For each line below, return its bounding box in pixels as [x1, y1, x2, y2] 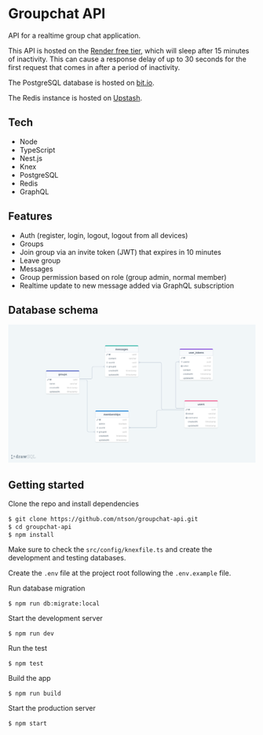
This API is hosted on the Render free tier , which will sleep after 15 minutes [8, 46, 250, 55]
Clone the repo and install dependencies [8, 499, 140, 509]
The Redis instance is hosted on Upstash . [8, 93, 143, 102]
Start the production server [8, 704, 96, 713]
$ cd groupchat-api [8, 524, 72, 531]
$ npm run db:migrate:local [8, 600, 100, 608]
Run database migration [8, 583, 86, 594]
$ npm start [8, 720, 47, 728]
